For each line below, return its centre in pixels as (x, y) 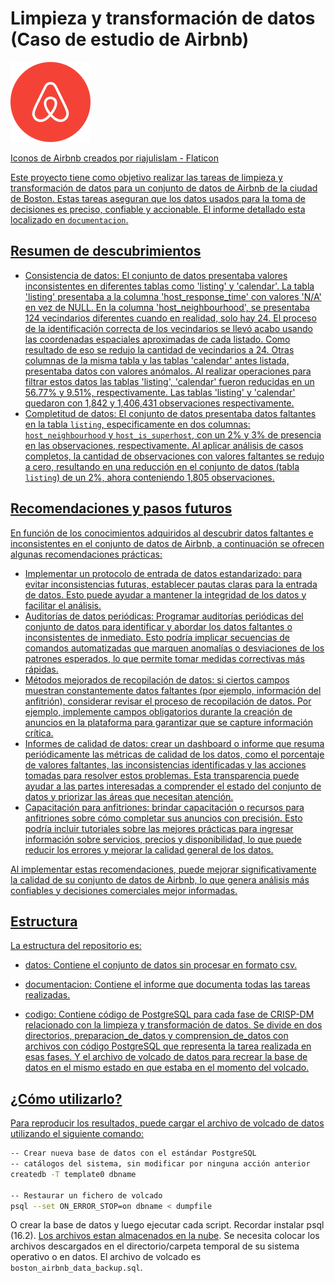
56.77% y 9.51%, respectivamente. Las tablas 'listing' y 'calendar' (160, 392)
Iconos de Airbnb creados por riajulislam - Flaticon (114, 158)
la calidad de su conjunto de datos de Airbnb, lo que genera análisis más (160, 879)
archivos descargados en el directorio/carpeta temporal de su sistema (155, 1246)
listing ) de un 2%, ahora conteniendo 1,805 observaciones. (149, 477)
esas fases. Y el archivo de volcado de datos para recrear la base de (166, 1057)
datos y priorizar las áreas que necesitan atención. (129, 796)
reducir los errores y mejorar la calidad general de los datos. (149, 849)
